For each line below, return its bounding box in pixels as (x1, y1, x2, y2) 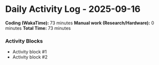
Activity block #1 (12, 49, 47, 55)
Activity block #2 (12, 54, 48, 60)
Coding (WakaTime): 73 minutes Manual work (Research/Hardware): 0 (5, 20, 154, 26)
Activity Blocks (5, 37, 43, 44)
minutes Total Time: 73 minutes (5, 25, 71, 31)
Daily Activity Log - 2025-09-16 (5, 3, 140, 15)
